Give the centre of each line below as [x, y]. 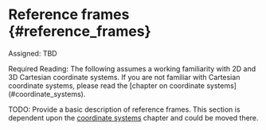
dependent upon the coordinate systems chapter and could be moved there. [133, 117]
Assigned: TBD [33, 53]
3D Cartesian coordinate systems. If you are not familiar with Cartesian [124, 77]
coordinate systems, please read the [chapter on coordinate [107, 86]
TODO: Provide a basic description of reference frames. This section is [124, 109]
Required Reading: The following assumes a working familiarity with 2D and [132, 68]
